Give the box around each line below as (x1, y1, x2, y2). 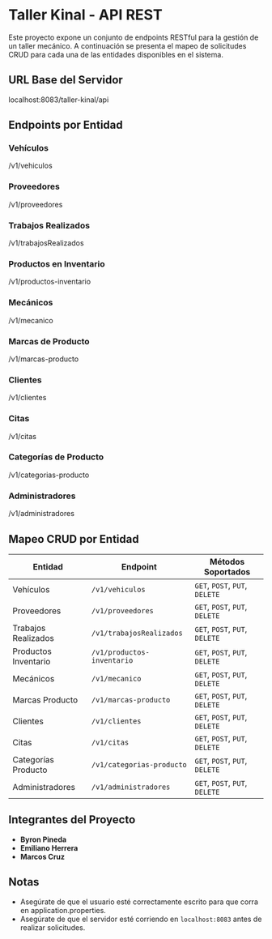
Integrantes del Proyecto (8, 813, 136, 827)
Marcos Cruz (19, 852, 66, 861)
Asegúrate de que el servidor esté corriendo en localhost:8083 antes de (19, 914, 262, 924)
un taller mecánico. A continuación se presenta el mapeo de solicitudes (8, 41, 247, 50)
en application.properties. (19, 905, 107, 915)
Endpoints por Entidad (8, 118, 123, 132)
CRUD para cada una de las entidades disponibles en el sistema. (8, 49, 224, 59)
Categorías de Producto (8, 451, 104, 463)
